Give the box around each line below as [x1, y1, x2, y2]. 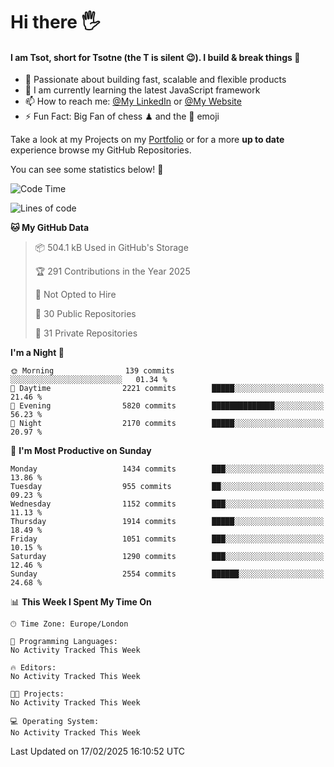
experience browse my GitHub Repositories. [10, 144, 192, 156]
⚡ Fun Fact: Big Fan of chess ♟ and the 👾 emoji [24, 110, 220, 123]
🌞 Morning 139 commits [10, 366, 175, 376]
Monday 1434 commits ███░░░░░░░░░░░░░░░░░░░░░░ [10, 464, 325, 474]
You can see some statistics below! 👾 [10, 164, 164, 176]
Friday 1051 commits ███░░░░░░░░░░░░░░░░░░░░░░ [10, 534, 325, 544]
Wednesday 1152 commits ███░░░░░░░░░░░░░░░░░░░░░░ [10, 499, 325, 509]
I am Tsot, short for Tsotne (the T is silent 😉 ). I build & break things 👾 [10, 51, 301, 63]
